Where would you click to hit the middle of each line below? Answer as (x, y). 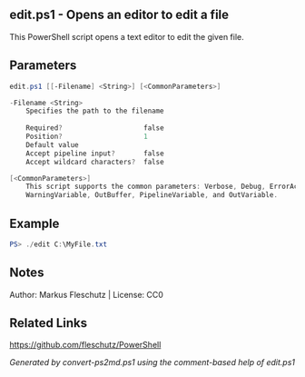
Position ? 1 (87, 136)
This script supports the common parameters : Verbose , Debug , (146, 187)
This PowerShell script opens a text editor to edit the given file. (127, 36)
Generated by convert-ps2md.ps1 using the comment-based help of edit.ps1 (152, 362)
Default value (52, 144)
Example (34, 223)
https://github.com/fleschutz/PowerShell (85, 345)
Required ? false (95, 128)
